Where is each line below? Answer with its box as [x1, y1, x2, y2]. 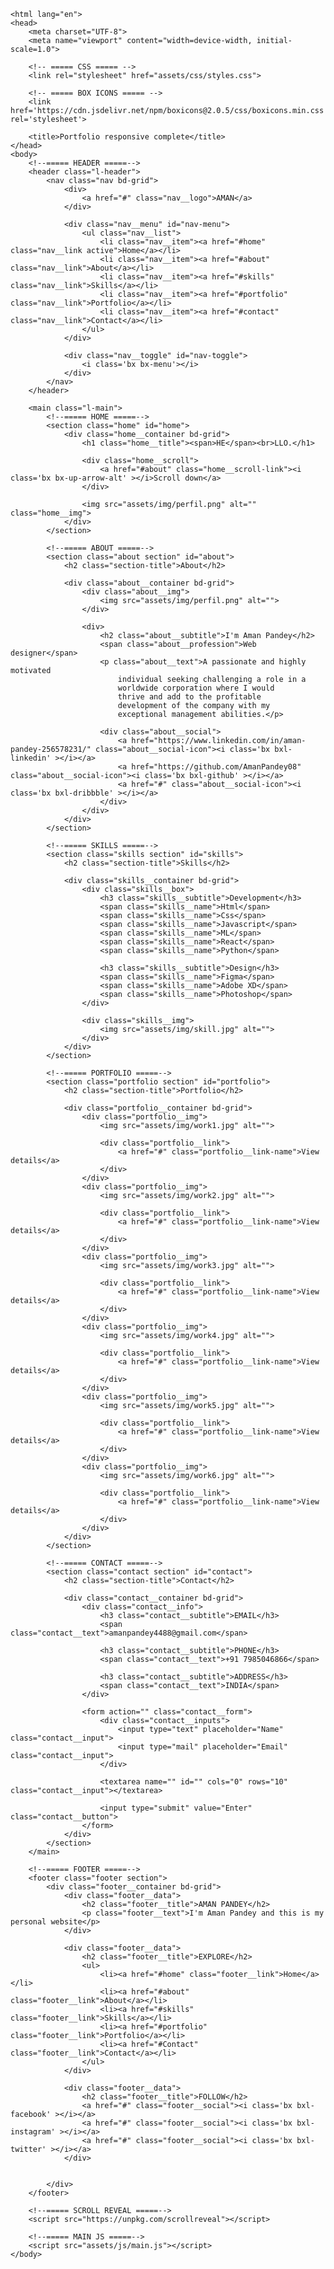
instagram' [10, 2127, 56, 2137]
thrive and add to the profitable [117, 692, 262, 702]
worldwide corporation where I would [117, 683, 275, 693]
